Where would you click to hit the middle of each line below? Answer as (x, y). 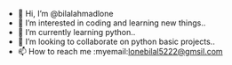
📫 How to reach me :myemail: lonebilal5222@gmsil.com (120, 51)
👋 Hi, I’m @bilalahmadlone (65, 14)
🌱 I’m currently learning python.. (76, 32)
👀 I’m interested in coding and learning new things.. (112, 23)
